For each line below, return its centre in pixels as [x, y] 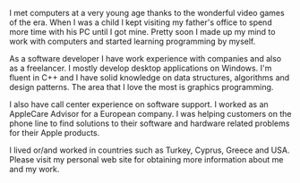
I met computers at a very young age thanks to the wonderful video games [147, 13]
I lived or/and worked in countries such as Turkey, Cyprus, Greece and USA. [150, 150]
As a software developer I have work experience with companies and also [146, 58]
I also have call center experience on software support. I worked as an [139, 104]
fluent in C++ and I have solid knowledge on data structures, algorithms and [150, 78]
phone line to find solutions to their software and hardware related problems [150, 123]
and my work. [34, 169]
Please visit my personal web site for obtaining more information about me [146, 159]
